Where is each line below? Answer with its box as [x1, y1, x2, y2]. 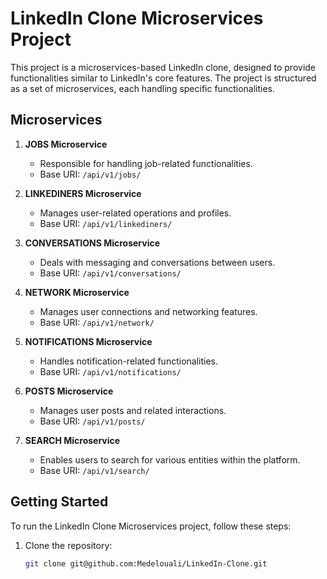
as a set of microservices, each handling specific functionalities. [10, 82, 275, 94]
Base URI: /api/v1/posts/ [39, 415, 146, 427]
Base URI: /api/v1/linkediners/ [39, 217, 173, 229]
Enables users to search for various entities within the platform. [39, 453, 301, 466]
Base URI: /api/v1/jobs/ [39, 168, 142, 180]
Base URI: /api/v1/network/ [39, 316, 155, 328]
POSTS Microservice [24, 385, 114, 397]
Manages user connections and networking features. [39, 305, 258, 317]
